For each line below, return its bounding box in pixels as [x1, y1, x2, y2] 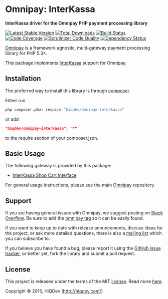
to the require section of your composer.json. [5, 135, 99, 141]
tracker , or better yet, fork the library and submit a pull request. [5, 250, 135, 256]
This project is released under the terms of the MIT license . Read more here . [5, 278, 163, 284]
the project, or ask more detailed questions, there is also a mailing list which [5, 230, 162, 236]
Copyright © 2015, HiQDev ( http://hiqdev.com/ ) [5, 288, 103, 294]
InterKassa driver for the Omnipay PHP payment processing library [5, 20, 148, 26]
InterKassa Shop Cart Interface [12, 172, 77, 178]
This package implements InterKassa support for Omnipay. [5, 60, 127, 66]
